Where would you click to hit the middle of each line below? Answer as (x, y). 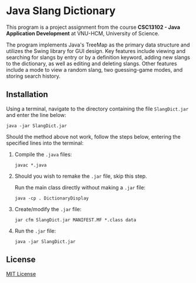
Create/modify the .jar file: (48, 209)
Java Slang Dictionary (61, 11)
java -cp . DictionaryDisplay (52, 198)
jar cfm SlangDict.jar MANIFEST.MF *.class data (75, 220)
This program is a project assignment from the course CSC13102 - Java (93, 27)
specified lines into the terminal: (45, 143)
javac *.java (31, 165)
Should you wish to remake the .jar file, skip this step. (81, 176)
